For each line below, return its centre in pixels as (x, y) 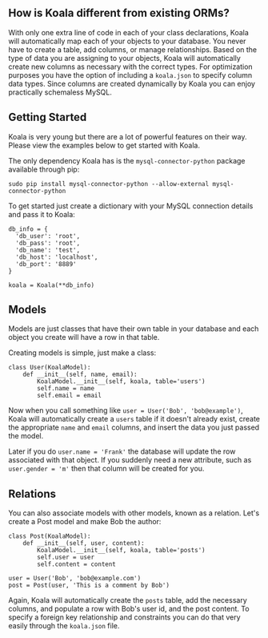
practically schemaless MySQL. (60, 92)
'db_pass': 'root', (48, 243)
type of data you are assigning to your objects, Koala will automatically (125, 58)
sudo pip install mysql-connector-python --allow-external (109, 184)
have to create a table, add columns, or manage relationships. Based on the (133, 49)
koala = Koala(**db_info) (51, 285)
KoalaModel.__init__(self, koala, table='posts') (121, 551)
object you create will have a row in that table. (84, 337)
